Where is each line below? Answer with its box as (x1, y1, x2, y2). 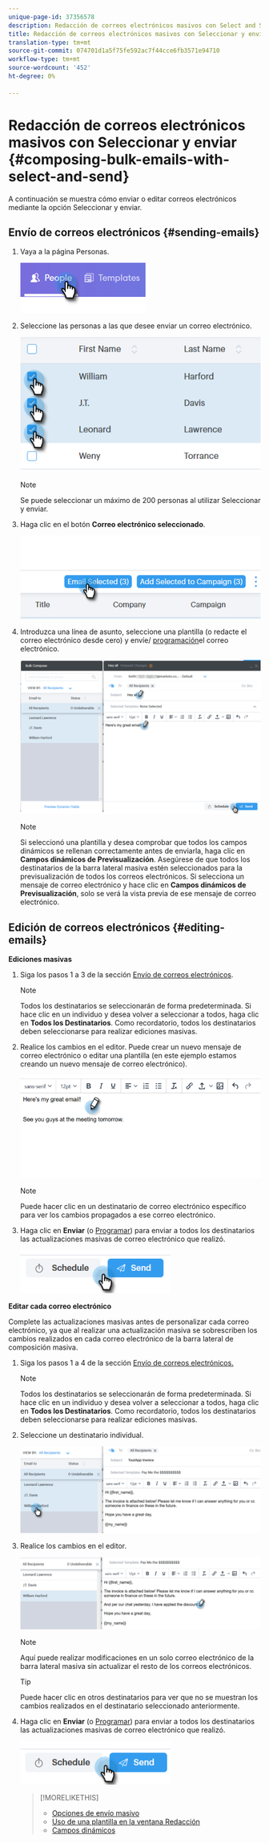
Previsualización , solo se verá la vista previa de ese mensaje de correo (19, 889, 256, 899)
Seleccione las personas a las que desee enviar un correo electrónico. (19, 321, 252, 331)
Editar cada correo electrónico (8, 1301, 112, 1311)
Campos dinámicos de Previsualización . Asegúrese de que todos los (19, 855, 251, 864)
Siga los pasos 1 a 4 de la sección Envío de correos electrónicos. (19, 1358, 234, 1368)
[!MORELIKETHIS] (39, 1793, 99, 1803)
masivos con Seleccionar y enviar (8, 133, 238, 152)
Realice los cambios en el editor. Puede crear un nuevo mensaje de (19, 1042, 242, 1052)
